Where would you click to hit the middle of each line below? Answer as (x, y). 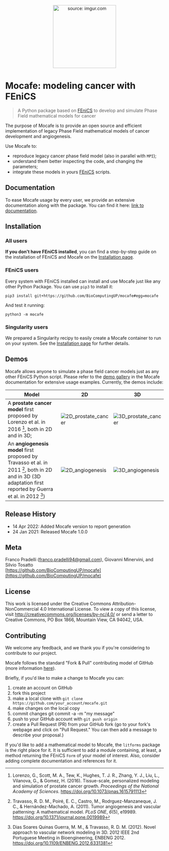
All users (16, 241)
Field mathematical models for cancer (57, 115)
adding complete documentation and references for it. (61, 761)
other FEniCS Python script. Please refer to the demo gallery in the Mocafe (82, 377)
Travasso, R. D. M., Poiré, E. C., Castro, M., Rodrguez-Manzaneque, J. (85, 801)
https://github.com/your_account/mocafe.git (60, 703)
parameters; (25, 166)
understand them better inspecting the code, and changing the (77, 161)
